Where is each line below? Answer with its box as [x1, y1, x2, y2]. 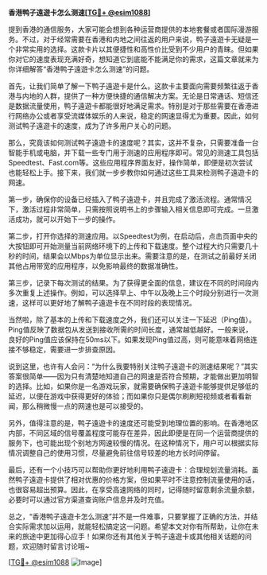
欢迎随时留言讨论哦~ [21, 542, 90, 551]
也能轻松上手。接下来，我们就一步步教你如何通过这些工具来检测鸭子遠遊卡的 [8, 168, 259, 177]
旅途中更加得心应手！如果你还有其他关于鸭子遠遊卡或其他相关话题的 [21, 532, 245, 541]
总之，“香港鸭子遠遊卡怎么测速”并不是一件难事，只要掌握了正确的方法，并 [8, 512, 252, 521]
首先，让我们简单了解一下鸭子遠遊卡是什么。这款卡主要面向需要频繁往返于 [8, 81, 252, 91]
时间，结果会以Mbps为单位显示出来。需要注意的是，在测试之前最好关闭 [21, 251, 257, 261]
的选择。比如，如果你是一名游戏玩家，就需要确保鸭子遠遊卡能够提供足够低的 [8, 382, 259, 390]
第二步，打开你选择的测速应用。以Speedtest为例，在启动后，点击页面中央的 [8, 231, 258, 241]
